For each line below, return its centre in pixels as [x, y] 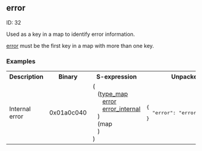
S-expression [116, 77]
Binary [68, 77]
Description [26, 77]
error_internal [121, 109]
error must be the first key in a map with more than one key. [80, 46]
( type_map [112, 94]
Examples [21, 61]
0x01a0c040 [68, 113]
